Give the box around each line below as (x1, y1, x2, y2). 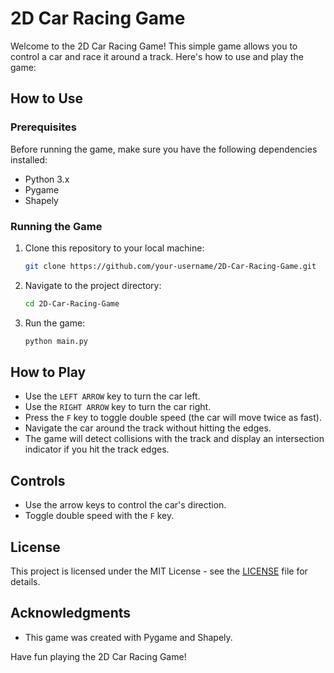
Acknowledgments (10, 605, 132, 622)
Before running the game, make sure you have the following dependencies (10, 143, 318, 155)
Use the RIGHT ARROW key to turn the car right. (24, 401, 212, 413)
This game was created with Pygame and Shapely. (24, 631, 233, 643)
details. (10, 575, 41, 587)
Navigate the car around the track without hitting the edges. (24, 422, 272, 434)
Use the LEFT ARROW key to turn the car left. (24, 390, 201, 402)
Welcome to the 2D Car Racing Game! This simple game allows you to (10, 40, 298, 52)
